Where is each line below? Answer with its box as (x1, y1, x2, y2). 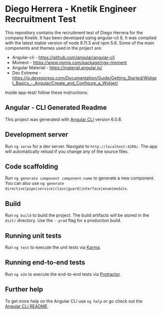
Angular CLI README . (5, 303, 49, 309)
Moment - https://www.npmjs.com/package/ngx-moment (12, 60, 127, 65)
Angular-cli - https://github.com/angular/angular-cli (12, 54, 115, 60)
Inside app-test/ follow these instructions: (5, 90, 88, 95)
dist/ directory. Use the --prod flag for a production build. (5, 218, 121, 224)
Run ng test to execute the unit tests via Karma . (5, 244, 101, 250)
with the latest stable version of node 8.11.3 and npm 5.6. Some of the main (5, 40, 154, 45)
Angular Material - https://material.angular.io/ (12, 64, 103, 71)
